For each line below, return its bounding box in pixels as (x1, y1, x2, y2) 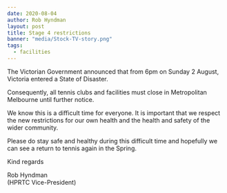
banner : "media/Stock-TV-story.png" (7, 36, 112, 43)
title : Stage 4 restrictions (7, 29, 91, 37)
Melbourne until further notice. (7, 95, 95, 103)
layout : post (7, 23, 45, 30)
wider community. (7, 123, 59, 132)
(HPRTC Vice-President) (7, 178, 77, 186)
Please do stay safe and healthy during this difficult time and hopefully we (7, 136, 218, 145)
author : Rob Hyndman (7, 17, 67, 23)
